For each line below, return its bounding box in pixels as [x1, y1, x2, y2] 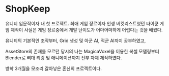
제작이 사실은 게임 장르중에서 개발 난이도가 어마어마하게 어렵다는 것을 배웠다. [10, 26, 163, 33]
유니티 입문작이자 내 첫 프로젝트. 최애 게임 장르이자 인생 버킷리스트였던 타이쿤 [5, 20, 159, 26]
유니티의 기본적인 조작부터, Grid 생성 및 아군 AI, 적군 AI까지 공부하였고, [5, 37, 146, 44]
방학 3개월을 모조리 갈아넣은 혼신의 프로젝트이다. [5, 65, 102, 71]
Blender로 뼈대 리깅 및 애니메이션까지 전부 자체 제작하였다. [5, 54, 122, 61]
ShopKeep [5, 3, 50, 15]
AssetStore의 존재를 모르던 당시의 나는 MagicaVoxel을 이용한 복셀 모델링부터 [5, 48, 159, 54]
